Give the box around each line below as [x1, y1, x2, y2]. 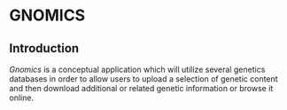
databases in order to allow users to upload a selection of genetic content [9, 74, 278, 84]
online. [9, 92, 34, 103]
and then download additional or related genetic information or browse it [9, 83, 274, 93]
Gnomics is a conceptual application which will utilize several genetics [9, 64, 266, 75]
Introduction [9, 41, 80, 56]
